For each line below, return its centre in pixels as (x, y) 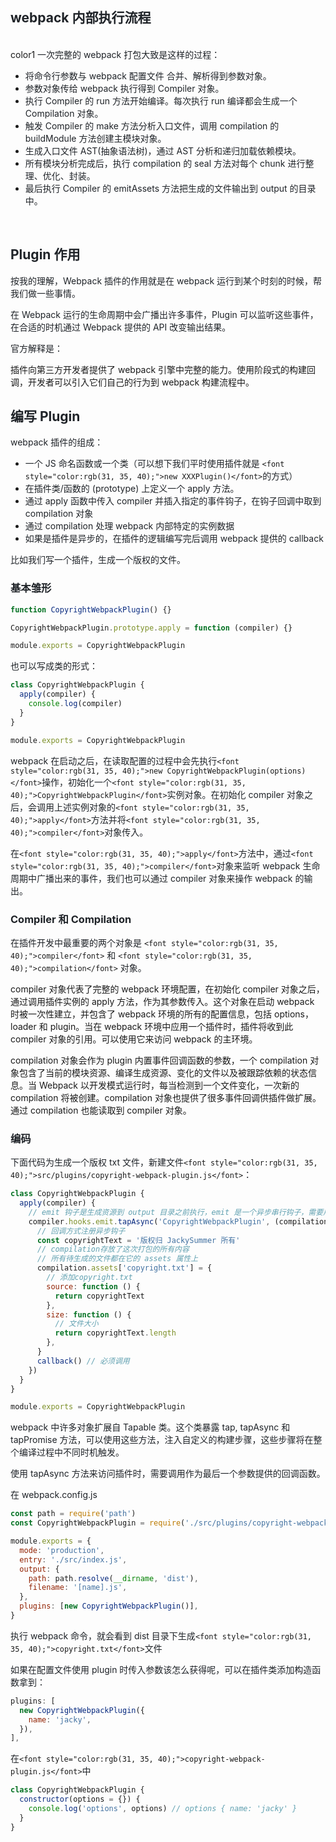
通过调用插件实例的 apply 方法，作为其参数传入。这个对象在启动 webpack (162, 1001)
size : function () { (89, 1314)
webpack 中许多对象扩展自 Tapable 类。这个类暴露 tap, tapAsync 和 (150, 1427)
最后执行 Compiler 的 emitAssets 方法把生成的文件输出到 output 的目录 (170, 188)
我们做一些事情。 (45, 293)
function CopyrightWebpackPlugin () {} (91, 609)
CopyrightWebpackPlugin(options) (236, 771)
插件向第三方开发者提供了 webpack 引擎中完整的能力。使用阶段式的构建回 (163, 369)
